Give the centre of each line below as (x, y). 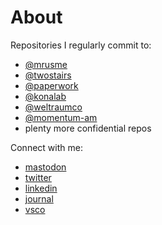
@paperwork (51, 85)
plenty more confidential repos (88, 128)
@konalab (45, 96)
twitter (38, 177)
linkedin (41, 188)
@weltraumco (53, 107)
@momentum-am (61, 117)
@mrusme (46, 64)
